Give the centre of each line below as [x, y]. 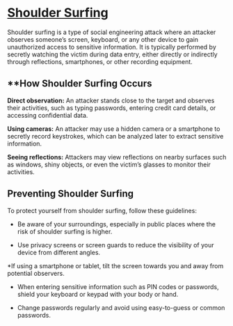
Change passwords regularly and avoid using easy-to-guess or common [121, 307]
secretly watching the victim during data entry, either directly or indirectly [112, 54]
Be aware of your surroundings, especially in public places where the [116, 224]
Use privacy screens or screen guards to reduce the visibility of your [115, 244]
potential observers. [36, 273]
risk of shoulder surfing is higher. [65, 231]
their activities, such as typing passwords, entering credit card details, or [112, 108]
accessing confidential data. [48, 115]
